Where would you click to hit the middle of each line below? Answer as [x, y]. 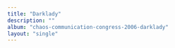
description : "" [31, 20]
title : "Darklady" [34, 14]
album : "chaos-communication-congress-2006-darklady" [88, 27]
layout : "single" [33, 34]
